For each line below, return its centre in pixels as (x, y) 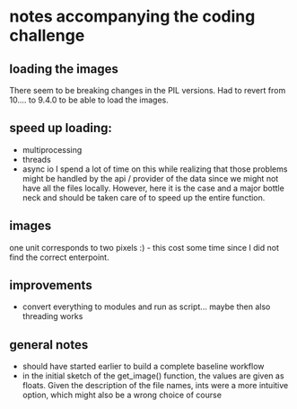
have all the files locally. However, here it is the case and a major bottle (153, 188)
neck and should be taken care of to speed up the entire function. (144, 197)
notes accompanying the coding (132, 17)
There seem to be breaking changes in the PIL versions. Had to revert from (148, 90)
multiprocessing (52, 149)
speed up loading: (61, 128)
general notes (49, 345)
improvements (51, 285)
